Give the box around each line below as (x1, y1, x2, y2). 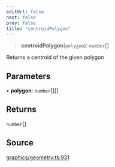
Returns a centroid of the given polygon (6, 53, 104, 61)
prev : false (6, 20, 36, 26)
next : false (6, 14, 36, 20)
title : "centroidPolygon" (6, 25, 71, 32)
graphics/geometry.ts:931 (6, 154, 70, 161)
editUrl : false (6, 8, 44, 15)
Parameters (6, 71, 51, 81)
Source (6, 138, 34, 148)
